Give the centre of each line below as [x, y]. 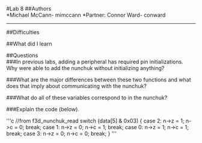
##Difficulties [23, 32]
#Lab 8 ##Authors [29, 9]
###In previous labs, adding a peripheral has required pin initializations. [95, 62]
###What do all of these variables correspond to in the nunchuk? [87, 98]
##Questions [22, 55]
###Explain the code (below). [43, 109]
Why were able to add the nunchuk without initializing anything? [85, 68]
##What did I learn [29, 44]
